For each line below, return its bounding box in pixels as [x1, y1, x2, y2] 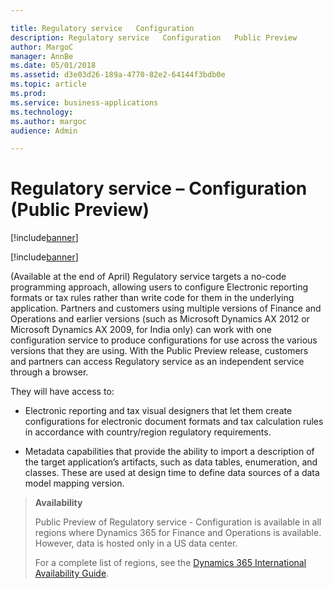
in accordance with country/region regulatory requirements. [24, 426, 272, 438]
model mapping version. [24, 477, 125, 490]
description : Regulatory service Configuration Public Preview [10, 32, 298, 43]
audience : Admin [10, 126, 78, 136]
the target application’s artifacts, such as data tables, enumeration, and [24, 456, 318, 468]
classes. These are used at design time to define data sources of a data [24, 467, 320, 479]
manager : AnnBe [10, 51, 74, 61]
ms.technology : [10, 107, 74, 117]
